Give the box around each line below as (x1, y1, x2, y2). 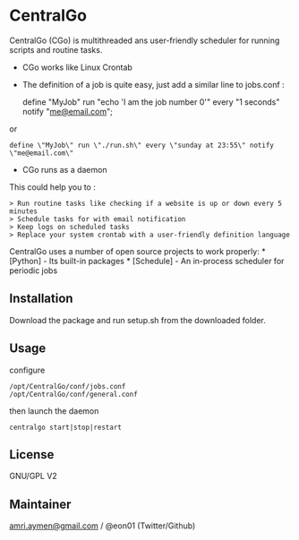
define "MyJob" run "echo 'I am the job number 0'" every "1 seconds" (21, 96, 280, 107)
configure (9, 364, 46, 375)
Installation (9, 291, 73, 306)
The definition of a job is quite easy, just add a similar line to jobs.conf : (21, 79, 285, 90)
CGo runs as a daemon (21, 164, 107, 175)
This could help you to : (9, 181, 96, 193)
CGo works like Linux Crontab (21, 62, 132, 73)
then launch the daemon (9, 405, 99, 416)
